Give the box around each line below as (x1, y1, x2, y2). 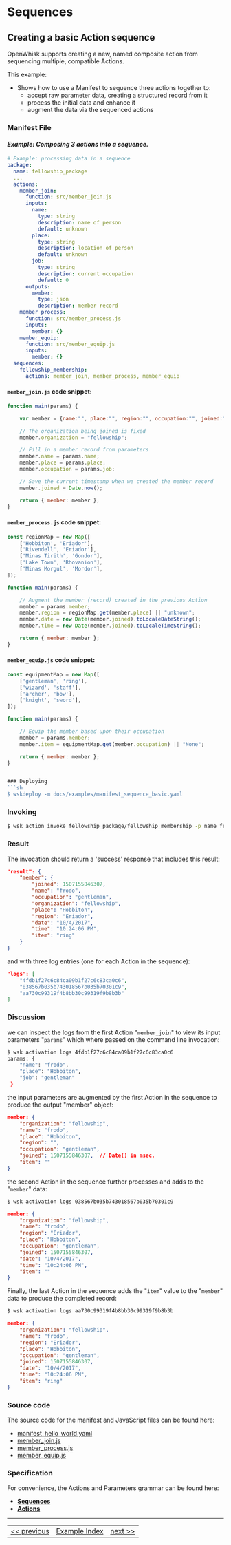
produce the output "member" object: (7, 1100, 114, 1109)
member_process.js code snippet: (7, 518, 102, 526)
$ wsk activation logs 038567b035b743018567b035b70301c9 (7, 1198, 174, 1205)
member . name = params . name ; (19, 453, 100, 460)
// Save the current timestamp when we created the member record (19, 478, 214, 485)
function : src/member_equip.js (25, 341, 115, 348)
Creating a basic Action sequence (7, 32, 155, 43)
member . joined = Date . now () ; (19, 484, 103, 491)
